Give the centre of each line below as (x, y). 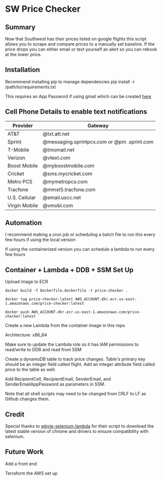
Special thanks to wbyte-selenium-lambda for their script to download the (80, 426)
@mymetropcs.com (65, 181)
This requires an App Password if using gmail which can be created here (78, 96)
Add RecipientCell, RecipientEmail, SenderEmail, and (58, 379)
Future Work (24, 452)
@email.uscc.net (62, 197)
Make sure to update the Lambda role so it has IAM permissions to (72, 344)
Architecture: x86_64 (26, 335)
